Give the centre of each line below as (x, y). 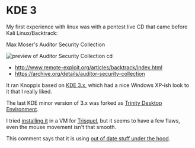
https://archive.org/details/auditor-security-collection (80, 73)
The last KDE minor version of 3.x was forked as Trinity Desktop (84, 103)
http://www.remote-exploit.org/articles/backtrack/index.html (89, 67)
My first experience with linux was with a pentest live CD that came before (97, 27)
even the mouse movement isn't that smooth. (61, 127)
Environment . (22, 109)
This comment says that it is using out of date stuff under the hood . (88, 138)
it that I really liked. (29, 91)
